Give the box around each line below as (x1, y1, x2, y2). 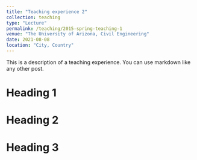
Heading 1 (6, 86, 57, 99)
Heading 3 (6, 141, 59, 155)
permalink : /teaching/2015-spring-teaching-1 (6, 25, 122, 32)
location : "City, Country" (6, 43, 74, 49)
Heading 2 (6, 113, 59, 127)
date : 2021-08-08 (6, 37, 50, 43)
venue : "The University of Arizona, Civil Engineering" (6, 31, 149, 37)
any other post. (6, 65, 44, 72)
